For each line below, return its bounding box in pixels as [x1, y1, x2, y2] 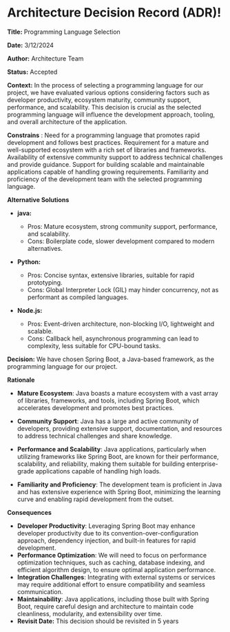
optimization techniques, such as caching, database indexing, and [17, 558, 205, 567]
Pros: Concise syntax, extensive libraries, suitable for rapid [27, 271, 195, 279]
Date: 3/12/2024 [7, 41, 54, 49]
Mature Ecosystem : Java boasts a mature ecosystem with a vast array [17, 389, 218, 397]
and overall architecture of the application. [7, 117, 127, 125]
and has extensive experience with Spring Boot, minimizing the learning [17, 487, 221, 496]
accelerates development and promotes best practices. [17, 403, 174, 411]
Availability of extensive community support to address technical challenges [7, 153, 223, 161]
